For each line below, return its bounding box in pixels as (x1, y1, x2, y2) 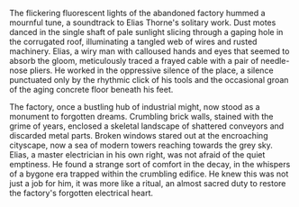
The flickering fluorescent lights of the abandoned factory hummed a (9, 8, 266, 18)
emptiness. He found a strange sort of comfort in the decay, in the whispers (9, 159, 291, 169)
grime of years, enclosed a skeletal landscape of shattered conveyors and (9, 121, 285, 131)
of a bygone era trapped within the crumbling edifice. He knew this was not (9, 168, 289, 179)
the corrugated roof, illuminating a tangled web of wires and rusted (9, 36, 258, 47)
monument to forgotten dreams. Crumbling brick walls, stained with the (9, 112, 274, 121)
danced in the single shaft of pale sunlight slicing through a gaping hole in (9, 27, 284, 37)
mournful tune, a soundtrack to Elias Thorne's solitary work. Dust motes (9, 17, 276, 28)
